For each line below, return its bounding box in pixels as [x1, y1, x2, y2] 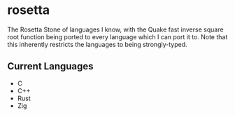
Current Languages [7, 60, 94, 72]
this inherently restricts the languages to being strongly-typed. [7, 40, 187, 48]
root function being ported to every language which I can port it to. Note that [7, 32, 228, 41]
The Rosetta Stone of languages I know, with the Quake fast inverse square [7, 25, 224, 34]
